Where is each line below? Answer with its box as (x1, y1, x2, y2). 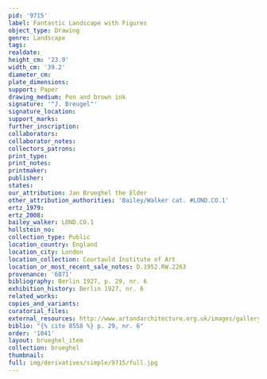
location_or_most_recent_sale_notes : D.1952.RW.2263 (8, 263, 187, 271)
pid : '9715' (8, 11, 48, 20)
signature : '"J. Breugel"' (8, 100, 98, 108)
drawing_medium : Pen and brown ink (8, 93, 126, 101)
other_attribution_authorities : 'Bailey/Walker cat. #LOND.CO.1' (8, 196, 229, 204)
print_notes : (8, 160, 52, 168)
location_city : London (8, 248, 83, 256)
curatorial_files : (8, 307, 69, 315)
